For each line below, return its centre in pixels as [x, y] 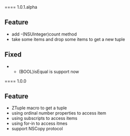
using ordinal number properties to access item [59, 113]
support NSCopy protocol [37, 129]
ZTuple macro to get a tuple [39, 108]
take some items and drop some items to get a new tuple [68, 39]
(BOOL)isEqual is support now [49, 71]
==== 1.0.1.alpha [21, 7]
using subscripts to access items [44, 118]
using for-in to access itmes [39, 123]
